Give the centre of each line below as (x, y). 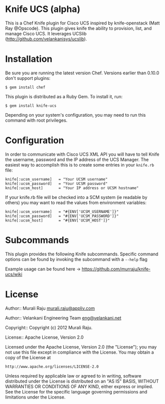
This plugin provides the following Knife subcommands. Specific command (82, 254)
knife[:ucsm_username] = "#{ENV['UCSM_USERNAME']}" (62, 211)
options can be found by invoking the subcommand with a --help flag (76, 259)
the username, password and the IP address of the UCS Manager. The (77, 159)
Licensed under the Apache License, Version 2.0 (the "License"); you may (81, 347)
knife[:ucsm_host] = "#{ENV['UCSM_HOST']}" (58, 220)
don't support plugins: (28, 78)
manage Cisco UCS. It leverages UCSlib (46, 33)
